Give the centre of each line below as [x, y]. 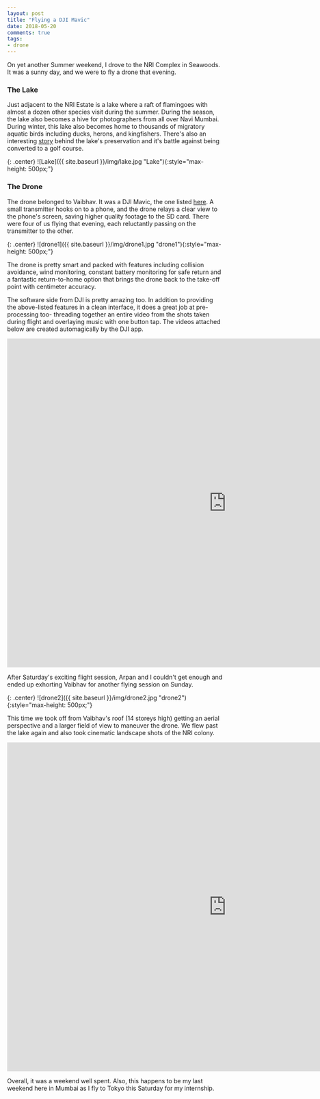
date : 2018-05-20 [32, 26]
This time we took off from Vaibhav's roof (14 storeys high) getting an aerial [114, 718]
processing [23, 314]
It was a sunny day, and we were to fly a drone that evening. [92, 72]
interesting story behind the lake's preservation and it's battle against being [114, 141]
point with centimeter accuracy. [52, 286]
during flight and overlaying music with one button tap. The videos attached [114, 321]
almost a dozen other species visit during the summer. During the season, [111, 112]
